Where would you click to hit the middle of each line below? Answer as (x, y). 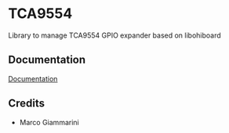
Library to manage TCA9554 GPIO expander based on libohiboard (114, 35)
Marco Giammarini (49, 122)
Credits (27, 104)
